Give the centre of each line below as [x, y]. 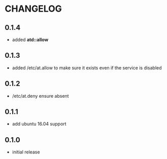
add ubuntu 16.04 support [39, 124]
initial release [26, 152]
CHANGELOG [33, 9]
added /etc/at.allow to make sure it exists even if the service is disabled [87, 68]
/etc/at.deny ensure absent [40, 96]
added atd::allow [30, 39]
